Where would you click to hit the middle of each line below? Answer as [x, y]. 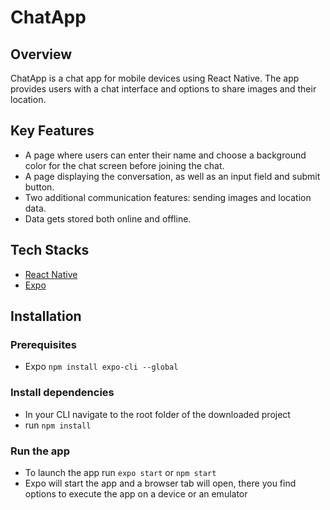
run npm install [58, 425]
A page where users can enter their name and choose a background [165, 155]
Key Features [52, 131]
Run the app [40, 451]
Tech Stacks [50, 250]
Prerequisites [43, 344]
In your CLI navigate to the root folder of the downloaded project [157, 414]
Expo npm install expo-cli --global [101, 367]
